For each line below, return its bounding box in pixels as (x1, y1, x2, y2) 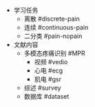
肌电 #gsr (34, 75, 62, 83)
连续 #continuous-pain (23, 23, 89, 31)
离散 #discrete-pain (23, 14, 81, 23)
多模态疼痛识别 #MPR (23, 49, 85, 57)
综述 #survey (23, 84, 61, 92)
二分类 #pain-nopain (23, 32, 83, 40)
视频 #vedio (34, 58, 68, 66)
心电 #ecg (34, 66, 63, 75)
